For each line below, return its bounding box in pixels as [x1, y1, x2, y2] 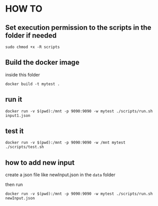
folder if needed [5, 31, 57, 39]
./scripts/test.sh [5, 145, 44, 150]
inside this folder [5, 71, 41, 77]
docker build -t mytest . [5, 81, 60, 87]
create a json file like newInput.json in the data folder [5, 172, 115, 178]
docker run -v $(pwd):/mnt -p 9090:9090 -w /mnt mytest [5, 140, 126, 145]
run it [5, 95, 23, 104]
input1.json [5, 113, 30, 118]
